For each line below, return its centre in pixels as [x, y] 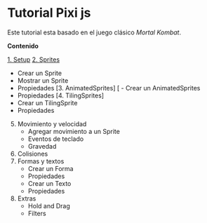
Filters [37, 213]
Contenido [23, 46]
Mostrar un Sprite [43, 80]
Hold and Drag [49, 205]
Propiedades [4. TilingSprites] [60, 95]
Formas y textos [41, 161]
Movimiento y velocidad [52, 123]
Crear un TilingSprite [47, 102]
